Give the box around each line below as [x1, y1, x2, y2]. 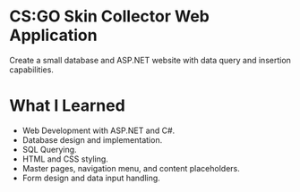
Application [9, 25, 98, 46]
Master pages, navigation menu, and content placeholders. [21, 163, 240, 173]
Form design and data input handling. [21, 172, 161, 183]
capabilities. [9, 64, 54, 75]
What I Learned [9, 96, 125, 116]
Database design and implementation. [21, 134, 163, 145]
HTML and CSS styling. [21, 154, 109, 164]
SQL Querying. [21, 144, 78, 154]
